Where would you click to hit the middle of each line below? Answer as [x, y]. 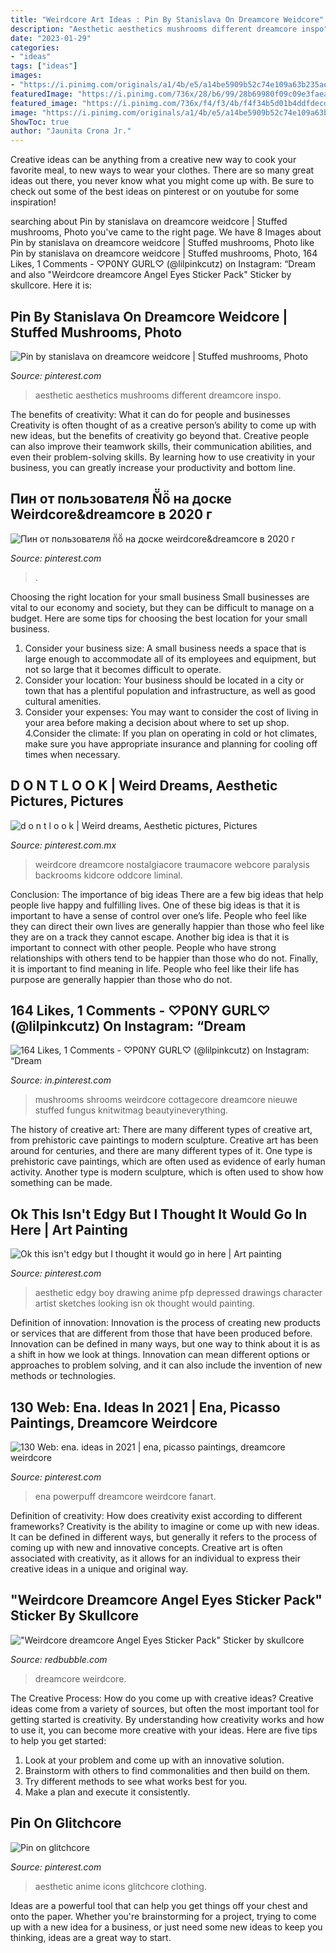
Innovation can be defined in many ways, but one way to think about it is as [165, 1344]
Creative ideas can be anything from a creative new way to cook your [153, 160]
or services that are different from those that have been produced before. [161, 1333]
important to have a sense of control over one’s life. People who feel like [158, 915]
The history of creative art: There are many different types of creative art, [161, 1130]
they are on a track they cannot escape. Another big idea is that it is [150, 937]
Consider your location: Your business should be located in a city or [164, 680]
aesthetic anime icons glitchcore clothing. [120, 1886]
